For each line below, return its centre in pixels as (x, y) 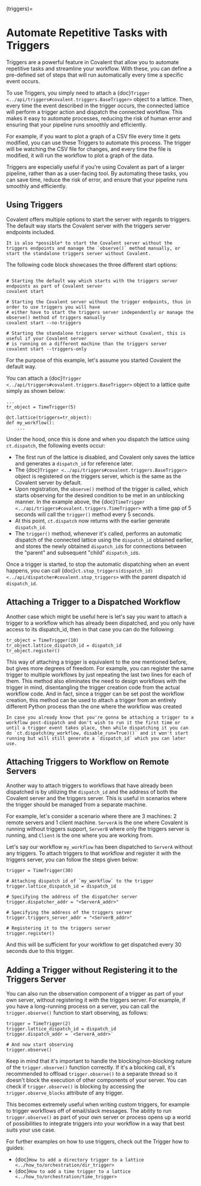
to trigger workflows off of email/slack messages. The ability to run (89, 1111)
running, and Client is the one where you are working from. (80, 836)
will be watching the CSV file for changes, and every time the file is (89, 149)
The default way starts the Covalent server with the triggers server (88, 226)
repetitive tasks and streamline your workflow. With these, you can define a (99, 68)
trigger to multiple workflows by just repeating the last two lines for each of (99, 674)
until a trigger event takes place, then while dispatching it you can (97, 728)
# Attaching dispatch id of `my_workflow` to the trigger (80, 881)
